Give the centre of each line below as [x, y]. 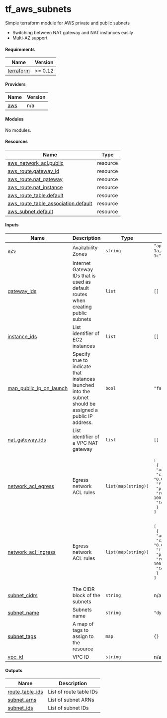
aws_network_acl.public [36, 163]
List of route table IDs [73, 692]
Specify [81, 354]
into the [81, 391]
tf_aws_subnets [39, 9]
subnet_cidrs [23, 595]
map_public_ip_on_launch [38, 388]
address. [83, 422]
